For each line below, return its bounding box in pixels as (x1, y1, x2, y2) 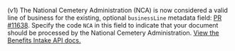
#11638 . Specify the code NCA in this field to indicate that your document (7, 21, 219, 29)
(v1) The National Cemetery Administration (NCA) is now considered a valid (7, 6, 228, 14)
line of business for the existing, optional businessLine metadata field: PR (7, 13, 222, 22)
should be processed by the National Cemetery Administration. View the (7, 28, 219, 37)
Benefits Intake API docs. (7, 36, 81, 45)
